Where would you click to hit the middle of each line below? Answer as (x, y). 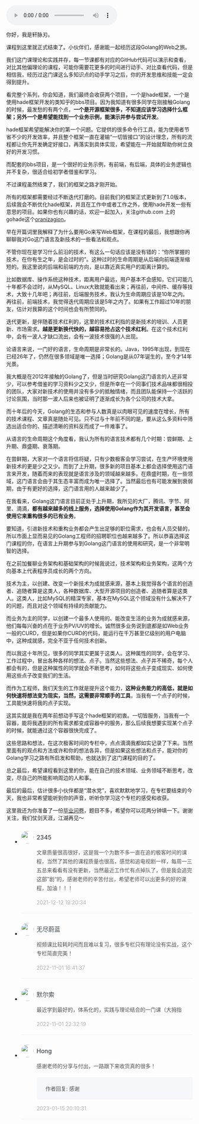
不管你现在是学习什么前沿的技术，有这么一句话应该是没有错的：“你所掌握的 (98, 252)
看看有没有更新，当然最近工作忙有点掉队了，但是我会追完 (122, 870)
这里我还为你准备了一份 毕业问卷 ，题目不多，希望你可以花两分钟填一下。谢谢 (99, 810)
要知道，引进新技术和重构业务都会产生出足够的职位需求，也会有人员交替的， (99, 528)
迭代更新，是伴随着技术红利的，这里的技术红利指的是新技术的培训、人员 (94, 322)
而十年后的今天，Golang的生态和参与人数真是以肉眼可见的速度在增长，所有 (98, 411)
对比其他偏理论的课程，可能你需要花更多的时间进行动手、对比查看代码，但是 (99, 67)
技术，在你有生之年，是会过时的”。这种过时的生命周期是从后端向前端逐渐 (96, 259)
